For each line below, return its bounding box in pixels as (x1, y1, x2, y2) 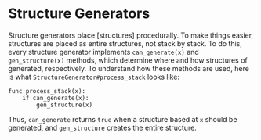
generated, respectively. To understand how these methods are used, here (8, 63, 249, 73)
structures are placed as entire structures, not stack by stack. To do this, (8, 38, 243, 48)
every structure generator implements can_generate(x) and (8, 47, 200, 56)
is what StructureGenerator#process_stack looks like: (8, 72, 180, 81)
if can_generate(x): (22, 94, 89, 102)
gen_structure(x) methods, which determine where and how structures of (8, 56, 248, 65)
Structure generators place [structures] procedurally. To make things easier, (8, 31, 253, 40)
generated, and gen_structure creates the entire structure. (8, 123, 198, 132)
